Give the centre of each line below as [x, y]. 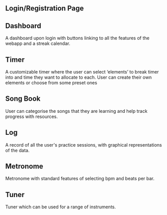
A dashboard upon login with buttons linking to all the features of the [77, 38]
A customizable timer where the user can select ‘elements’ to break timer [82, 72]
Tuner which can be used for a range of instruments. [61, 207]
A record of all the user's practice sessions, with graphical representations [84, 145]
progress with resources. [32, 116]
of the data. [17, 150]
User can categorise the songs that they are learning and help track [76, 111]
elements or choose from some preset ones [51, 83]
